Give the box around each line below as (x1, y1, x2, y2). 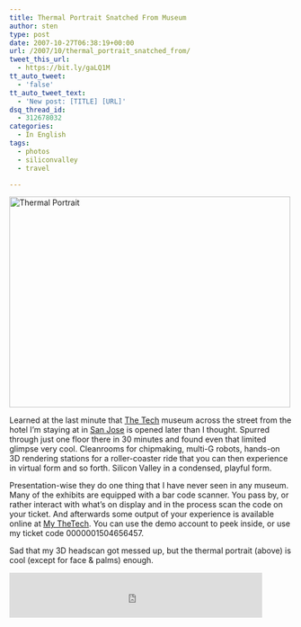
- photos (17, 147, 50, 156)
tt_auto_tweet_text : (9, 88, 87, 97)
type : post (9, 30, 50, 39)
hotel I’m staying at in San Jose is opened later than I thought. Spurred (9, 425, 270, 435)
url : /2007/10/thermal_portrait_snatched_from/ (9, 47, 191, 56)
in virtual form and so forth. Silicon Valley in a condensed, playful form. (9, 462, 272, 473)
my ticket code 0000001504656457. (9, 528, 145, 539)
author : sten (9, 22, 58, 31)
